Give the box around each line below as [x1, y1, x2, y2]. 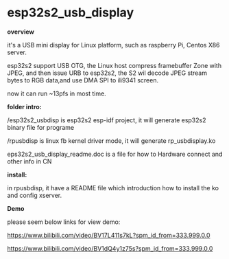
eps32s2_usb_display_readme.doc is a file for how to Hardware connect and [7, 150, 223, 158]
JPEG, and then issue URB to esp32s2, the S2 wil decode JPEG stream [7, 69, 208, 77]
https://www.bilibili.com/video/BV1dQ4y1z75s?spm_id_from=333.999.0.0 [7, 244, 213, 252]
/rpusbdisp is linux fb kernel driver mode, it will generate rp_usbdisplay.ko [7, 136, 216, 145]
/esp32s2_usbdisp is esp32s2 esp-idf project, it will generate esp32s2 [7, 115, 206, 124]
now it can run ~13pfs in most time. [7, 89, 106, 98]
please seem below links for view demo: [7, 218, 121, 226]
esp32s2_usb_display [7, 5, 134, 21]
